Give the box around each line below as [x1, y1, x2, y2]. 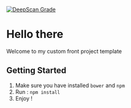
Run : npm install [15, 88, 61, 95]
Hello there [6, 28, 64, 41]
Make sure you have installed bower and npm [15, 82, 125, 89]
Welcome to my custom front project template [6, 47, 122, 55]
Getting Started [6, 65, 67, 76]
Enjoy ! [15, 94, 32, 102]
